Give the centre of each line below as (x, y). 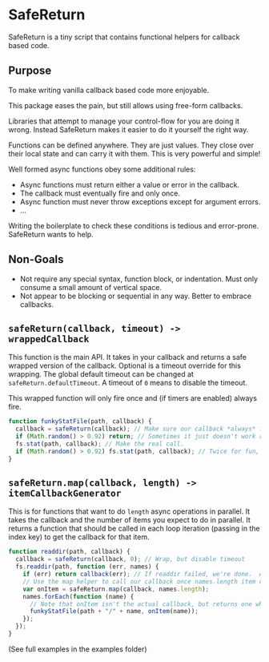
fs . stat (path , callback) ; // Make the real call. (100, 444)
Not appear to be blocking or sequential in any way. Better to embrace (136, 296)
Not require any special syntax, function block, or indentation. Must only (139, 279)
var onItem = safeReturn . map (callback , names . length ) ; (116, 589)
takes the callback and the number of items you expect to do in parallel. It (129, 520)
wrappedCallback (49, 339)
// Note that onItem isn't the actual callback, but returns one (141, 604)
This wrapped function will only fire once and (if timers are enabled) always (133, 398)
